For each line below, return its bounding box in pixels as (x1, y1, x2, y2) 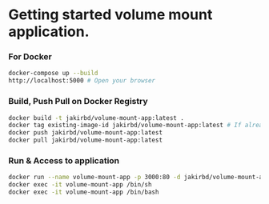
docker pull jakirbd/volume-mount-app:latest (8, 136, 163, 145)
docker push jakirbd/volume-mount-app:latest (8, 129, 163, 137)
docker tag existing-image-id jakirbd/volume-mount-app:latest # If (8, 122, 242, 130)
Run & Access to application (8, 154, 120, 166)
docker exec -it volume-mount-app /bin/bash (8, 188, 159, 197)
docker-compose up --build (8, 70, 98, 78)
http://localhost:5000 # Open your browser (8, 77, 156, 85)
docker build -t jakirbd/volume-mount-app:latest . (8, 114, 184, 122)
